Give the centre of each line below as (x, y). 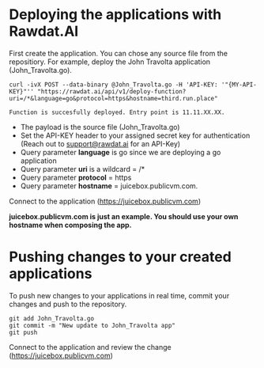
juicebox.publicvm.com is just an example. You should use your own (124, 216)
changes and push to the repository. (68, 304)
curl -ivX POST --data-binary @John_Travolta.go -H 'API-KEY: (113, 85)
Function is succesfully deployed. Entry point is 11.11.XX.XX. (117, 112)
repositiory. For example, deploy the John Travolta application (110, 62)
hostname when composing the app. (71, 225)
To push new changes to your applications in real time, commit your (119, 295)
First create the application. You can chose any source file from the (119, 53)
